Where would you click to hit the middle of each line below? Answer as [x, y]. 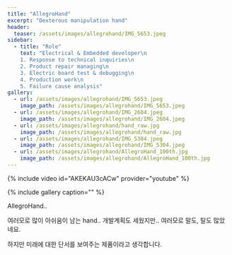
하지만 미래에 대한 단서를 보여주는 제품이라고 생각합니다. [85, 244]
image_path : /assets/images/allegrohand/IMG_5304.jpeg [103, 146]
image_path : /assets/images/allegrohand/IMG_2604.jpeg [103, 119]
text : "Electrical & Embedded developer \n [83, 54]
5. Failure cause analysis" [61, 86]
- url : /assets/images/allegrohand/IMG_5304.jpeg [88, 138]
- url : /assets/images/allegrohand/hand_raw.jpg [87, 125]
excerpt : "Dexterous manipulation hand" [68, 20]
